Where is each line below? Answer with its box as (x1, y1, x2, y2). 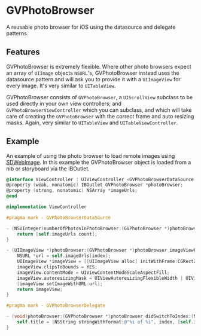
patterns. (6, 29, 29, 36)
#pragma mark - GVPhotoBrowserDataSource (6, 215, 111, 221)
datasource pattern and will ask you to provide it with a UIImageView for (6, 75, 181, 83)
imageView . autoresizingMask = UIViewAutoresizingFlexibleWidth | (17, 275, 184, 281)
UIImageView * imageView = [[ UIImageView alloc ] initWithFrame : (17, 258, 178, 265)
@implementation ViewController (6, 204, 87, 210)
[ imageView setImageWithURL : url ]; (17, 280, 103, 287)
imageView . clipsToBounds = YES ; (17, 264, 98, 270)
